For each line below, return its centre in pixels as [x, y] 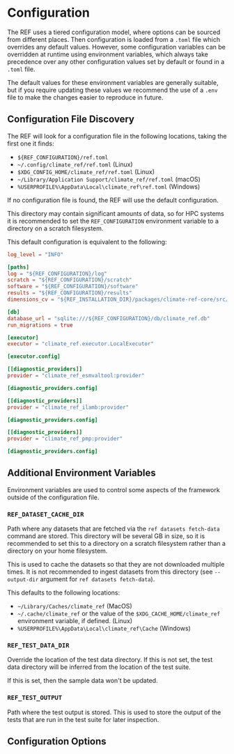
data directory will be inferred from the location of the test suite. [99, 667]
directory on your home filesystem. [57, 551]
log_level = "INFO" [36, 254]
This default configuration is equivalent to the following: [87, 242]
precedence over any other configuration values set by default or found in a [116, 61]
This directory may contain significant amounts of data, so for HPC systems [116, 213]
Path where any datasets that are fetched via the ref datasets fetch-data [114, 529]
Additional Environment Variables [82, 473]
